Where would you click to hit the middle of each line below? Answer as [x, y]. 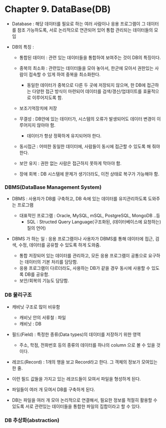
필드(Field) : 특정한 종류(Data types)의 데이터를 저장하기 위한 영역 [76, 334]
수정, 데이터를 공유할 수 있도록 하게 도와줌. [60, 245]
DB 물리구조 [18, 295]
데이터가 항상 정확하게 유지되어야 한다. [64, 136]
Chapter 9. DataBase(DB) [58, 9]
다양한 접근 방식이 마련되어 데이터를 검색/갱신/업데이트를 [87, 91]
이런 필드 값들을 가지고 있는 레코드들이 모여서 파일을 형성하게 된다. [76, 378]
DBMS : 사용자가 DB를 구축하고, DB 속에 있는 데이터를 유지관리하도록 [79, 199]
